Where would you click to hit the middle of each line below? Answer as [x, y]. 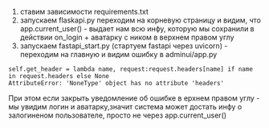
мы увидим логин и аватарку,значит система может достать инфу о [125, 107]
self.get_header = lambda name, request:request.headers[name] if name [130, 69]
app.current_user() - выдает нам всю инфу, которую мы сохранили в [137, 29]
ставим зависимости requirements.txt [84, 12]
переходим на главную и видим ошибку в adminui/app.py [118, 54]
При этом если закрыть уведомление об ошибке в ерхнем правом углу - [134, 98]
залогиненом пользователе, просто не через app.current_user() [118, 115]
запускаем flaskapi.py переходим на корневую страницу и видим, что [140, 20]
